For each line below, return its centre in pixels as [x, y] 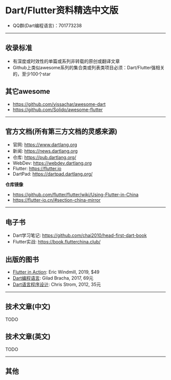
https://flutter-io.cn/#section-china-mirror [56, 200]
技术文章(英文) [28, 337]
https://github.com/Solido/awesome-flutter [58, 110]
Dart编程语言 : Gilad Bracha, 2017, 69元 [53, 278]
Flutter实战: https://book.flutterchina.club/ [56, 242]
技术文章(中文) [28, 307]
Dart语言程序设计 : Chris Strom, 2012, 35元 [57, 284]
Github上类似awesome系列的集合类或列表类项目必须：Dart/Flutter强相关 [89, 67]
